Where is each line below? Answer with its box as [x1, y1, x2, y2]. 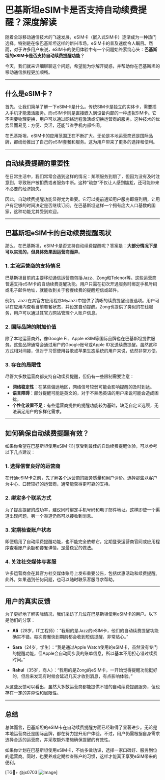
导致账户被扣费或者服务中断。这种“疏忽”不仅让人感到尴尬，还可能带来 [18, 179, 160, 185]
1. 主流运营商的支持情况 [5, 262, 60, 269]
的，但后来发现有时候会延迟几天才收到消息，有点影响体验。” [12, 674, 133, 679]
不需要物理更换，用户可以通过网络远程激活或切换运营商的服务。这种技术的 [5, 116, 156, 122]
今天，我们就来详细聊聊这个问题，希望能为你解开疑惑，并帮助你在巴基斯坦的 [5, 63, 160, 69]
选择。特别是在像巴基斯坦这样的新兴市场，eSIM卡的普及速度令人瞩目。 [5, 40, 149, 46]
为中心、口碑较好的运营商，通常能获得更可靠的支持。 [5, 481, 113, 487]
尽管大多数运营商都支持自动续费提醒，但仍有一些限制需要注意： [5, 373, 134, 380]
